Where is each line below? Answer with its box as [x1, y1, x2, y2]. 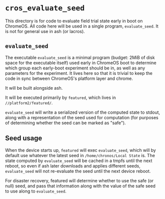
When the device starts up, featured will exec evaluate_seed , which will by [5, 147, 156, 153]
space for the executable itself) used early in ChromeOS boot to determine [5, 60, 157, 66]
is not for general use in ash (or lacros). [5, 28, 85, 34]
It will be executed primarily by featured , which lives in [5, 95, 116, 100]
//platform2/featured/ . [5, 99, 53, 105]
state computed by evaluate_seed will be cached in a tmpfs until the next [5, 158, 153, 164]
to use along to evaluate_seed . [5, 188, 66, 194]
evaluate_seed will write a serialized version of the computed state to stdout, [5, 109, 160, 115]
